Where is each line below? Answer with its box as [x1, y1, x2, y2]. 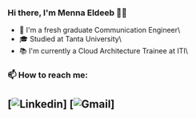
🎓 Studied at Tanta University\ [18, 34, 122, 44]
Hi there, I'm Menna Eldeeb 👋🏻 [7, 7, 127, 18]
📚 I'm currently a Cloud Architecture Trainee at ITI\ [18, 46, 189, 56]
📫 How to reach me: [7, 69, 89, 81]
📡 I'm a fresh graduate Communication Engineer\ [18, 26, 181, 35]
